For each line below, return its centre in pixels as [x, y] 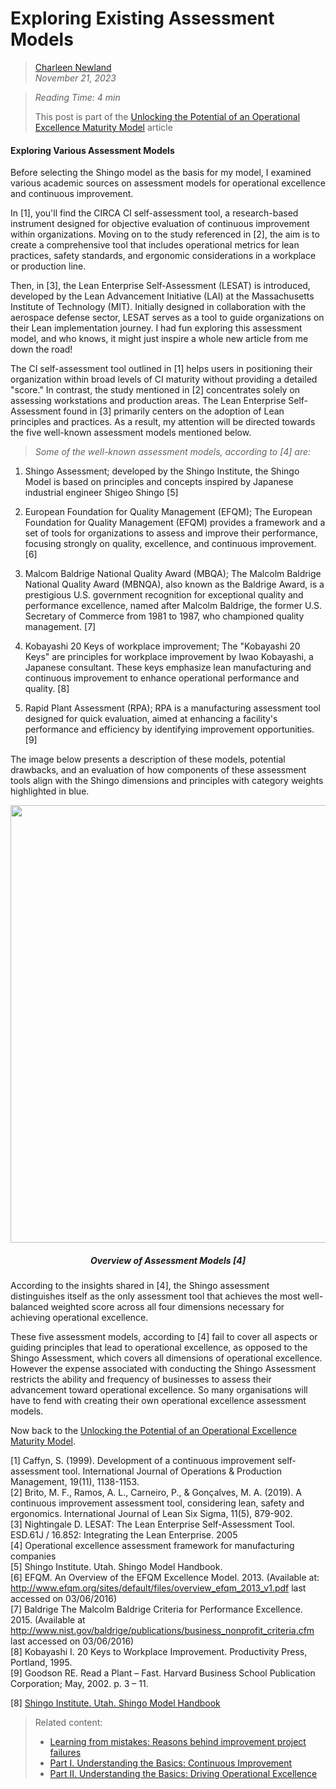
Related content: [68, 1723]
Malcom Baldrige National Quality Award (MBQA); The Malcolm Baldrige [173, 574]
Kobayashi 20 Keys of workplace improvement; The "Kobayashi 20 [162, 646]
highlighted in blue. [50, 791]
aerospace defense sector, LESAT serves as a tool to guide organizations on [167, 318]
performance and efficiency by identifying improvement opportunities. [169, 729]
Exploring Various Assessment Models [92, 150]
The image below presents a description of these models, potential [148, 759]
